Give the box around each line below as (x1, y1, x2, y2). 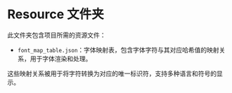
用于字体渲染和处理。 (30, 54, 92, 63)
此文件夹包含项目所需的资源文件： (7, 31, 106, 39)
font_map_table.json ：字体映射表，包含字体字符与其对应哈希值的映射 (17, 45, 219, 54)
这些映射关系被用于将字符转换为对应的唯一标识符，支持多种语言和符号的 (7, 69, 217, 78)
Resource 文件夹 (7, 6, 104, 22)
